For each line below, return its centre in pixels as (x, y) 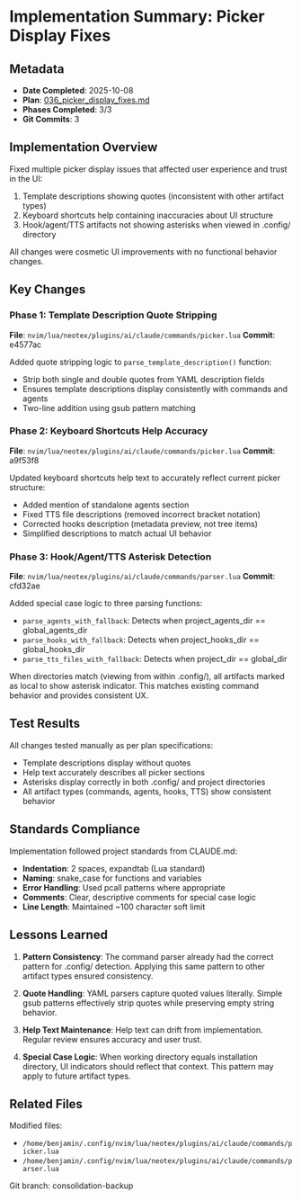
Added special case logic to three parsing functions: (106, 604)
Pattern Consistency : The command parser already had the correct (148, 956)
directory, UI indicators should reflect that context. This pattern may (148, 1066)
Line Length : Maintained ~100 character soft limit (114, 907)
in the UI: (26, 178)
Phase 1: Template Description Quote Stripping (113, 315)
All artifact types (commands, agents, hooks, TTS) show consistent (146, 791)
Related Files (46, 1104)
